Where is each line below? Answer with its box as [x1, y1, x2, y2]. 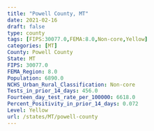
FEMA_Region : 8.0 [7, 68, 58, 75]
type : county [7, 29, 45, 37]
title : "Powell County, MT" [7, 10, 89, 17]
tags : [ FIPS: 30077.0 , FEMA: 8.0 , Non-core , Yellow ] [7, 36, 148, 43]
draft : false [7, 23, 45, 30]
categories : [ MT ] [7, 42, 58, 49]
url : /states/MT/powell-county [7, 113, 98, 120]
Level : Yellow [7, 107, 49, 114]
